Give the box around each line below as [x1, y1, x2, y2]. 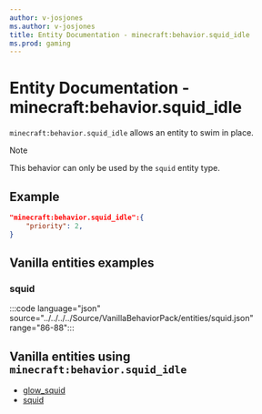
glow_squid [22, 385, 65, 396]
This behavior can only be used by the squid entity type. [9, 163, 221, 174]
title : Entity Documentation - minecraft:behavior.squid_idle [9, 30, 250, 39]
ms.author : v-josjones [9, 22, 96, 31]
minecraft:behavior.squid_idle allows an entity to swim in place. [9, 127, 255, 138]
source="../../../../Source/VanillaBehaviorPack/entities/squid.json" [9, 313, 254, 324]
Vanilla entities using [9, 348, 131, 364]
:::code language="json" [9, 303, 101, 314]
